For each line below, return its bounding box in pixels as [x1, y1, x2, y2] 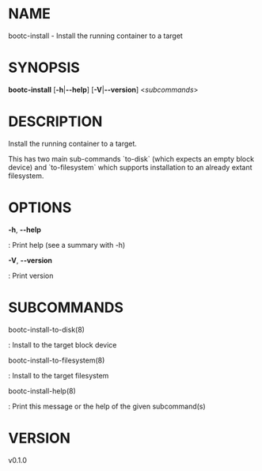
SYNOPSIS [8, 59, 81, 77]
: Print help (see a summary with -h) [8, 240, 126, 249]
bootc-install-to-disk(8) [8, 325, 85, 334]
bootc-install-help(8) [8, 386, 77, 396]
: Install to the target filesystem [8, 370, 109, 380]
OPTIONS [8, 199, 72, 216]
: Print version [8, 271, 54, 280]
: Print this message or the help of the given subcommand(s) [8, 401, 206, 411]
